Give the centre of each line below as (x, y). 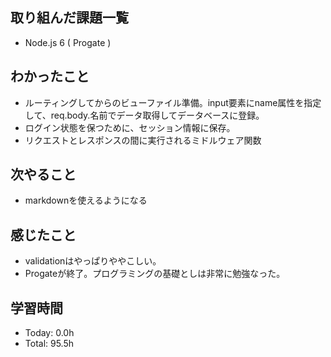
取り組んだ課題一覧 (69, 18)
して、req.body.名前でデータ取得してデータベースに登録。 (144, 115)
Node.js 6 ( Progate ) (68, 42)
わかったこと (50, 76)
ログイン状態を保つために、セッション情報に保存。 (130, 127)
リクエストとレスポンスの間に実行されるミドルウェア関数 (143, 140)
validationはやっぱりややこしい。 (93, 261)
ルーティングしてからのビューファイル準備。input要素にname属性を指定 (173, 102)
